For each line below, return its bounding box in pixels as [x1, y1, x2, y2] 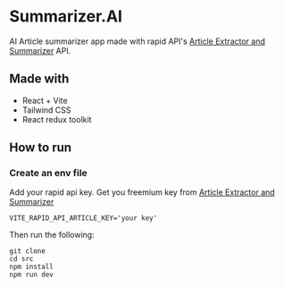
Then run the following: [9, 230, 96, 241]
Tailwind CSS [21, 105, 71, 115]
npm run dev [9, 270, 54, 279]
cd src [9, 255, 34, 264]
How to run [9, 140, 72, 156]
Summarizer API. [9, 45, 71, 55]
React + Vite [21, 95, 69, 106]
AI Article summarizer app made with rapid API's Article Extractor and [9, 36, 265, 47]
